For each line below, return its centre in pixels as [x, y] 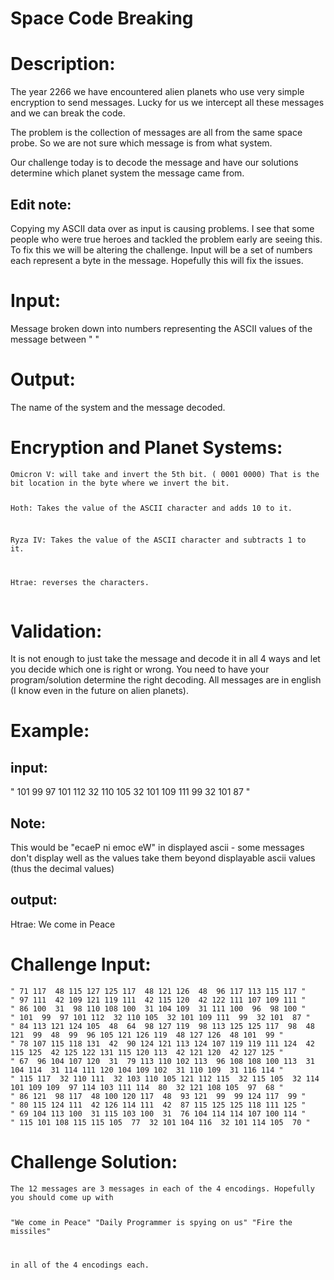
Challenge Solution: [94, 1162]
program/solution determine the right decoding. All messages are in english [166, 680]
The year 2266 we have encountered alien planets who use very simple [157, 92]
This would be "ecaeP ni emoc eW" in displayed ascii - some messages [157, 848]
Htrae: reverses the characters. [80, 583]
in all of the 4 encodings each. [80, 1265]
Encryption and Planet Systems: [146, 448]
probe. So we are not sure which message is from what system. [141, 143]
